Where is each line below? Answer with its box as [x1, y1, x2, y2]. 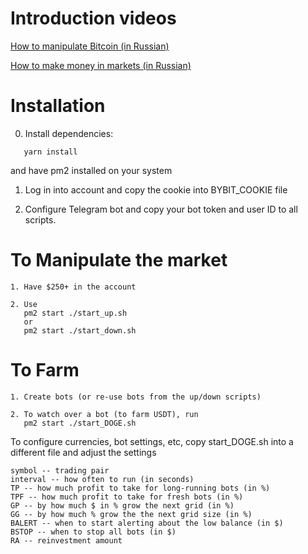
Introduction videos [10, 7, 177, 30]
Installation [10, 95, 106, 117]
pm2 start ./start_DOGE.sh [23, 418, 137, 428]
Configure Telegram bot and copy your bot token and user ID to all [24, 203, 298, 215]
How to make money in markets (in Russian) [10, 59, 192, 71]
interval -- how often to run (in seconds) [10, 474, 195, 484]
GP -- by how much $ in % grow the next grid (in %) [10, 500, 235, 511]
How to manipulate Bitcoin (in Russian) [10, 40, 170, 52]
